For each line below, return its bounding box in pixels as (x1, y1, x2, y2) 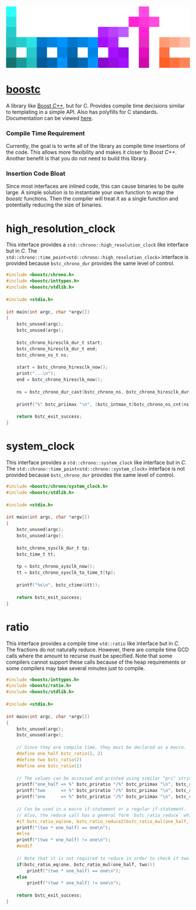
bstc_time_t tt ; (16, 551, 57, 557)
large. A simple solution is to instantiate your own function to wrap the (6, 189, 174, 196)
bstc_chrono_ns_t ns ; (16, 352, 69, 358)
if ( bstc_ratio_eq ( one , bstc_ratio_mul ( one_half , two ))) (16, 861, 156, 867)
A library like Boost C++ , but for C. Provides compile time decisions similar (6, 102, 185, 109)
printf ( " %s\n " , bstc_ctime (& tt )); (16, 582, 100, 588)
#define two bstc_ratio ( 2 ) (16, 757, 82, 763)
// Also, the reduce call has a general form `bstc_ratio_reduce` (16, 812, 181, 818)
